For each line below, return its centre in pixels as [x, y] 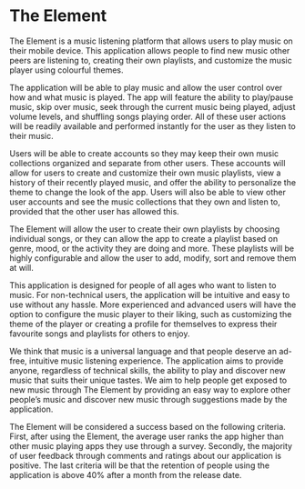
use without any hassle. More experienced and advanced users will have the [153, 304]
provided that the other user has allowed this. [94, 211]
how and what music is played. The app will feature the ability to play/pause [152, 97]
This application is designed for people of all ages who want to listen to [143, 285]
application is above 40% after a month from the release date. [126, 474]
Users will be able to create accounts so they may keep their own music [144, 153]
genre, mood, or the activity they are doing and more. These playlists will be [152, 248]
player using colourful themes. [67, 70]
